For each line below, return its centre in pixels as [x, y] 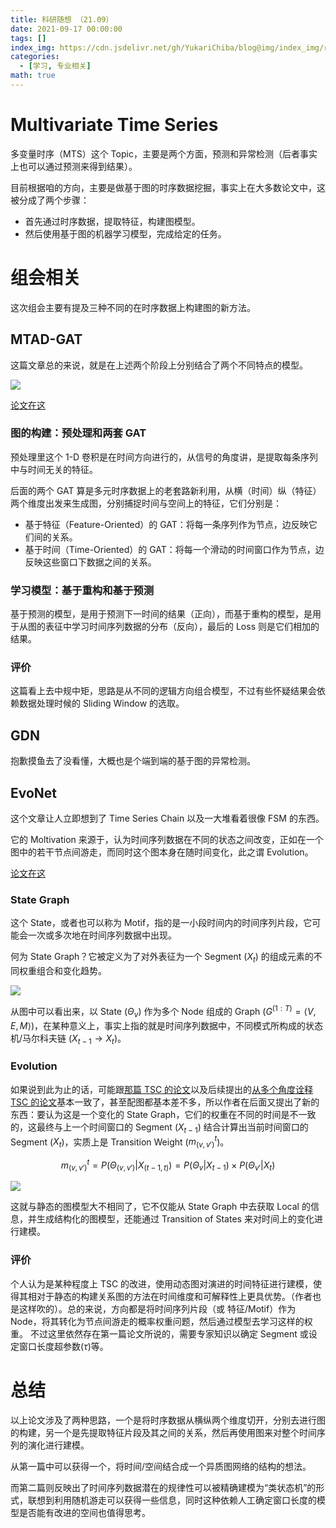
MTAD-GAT [46, 339]
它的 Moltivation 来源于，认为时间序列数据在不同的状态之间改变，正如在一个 [167, 840]
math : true [33, 76]
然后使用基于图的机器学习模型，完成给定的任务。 [125, 233]
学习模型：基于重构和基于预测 [82, 590]
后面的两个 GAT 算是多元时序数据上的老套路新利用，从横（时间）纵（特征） [166, 490]
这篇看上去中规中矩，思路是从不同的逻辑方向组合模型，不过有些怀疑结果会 [163, 691]
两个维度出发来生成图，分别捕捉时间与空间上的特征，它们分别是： [146, 503]
